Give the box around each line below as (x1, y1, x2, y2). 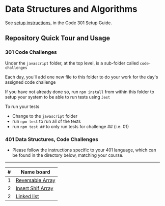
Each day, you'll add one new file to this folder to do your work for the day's (5, 74, 159, 80)
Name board (21, 169, 51, 175)
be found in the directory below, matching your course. (12, 152, 124, 158)
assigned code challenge (5, 79, 56, 85)
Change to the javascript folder (12, 113, 78, 119)
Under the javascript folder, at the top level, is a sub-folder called (5, 60, 139, 66)
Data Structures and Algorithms (5, 3, 137, 15)
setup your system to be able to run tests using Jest (5, 94, 110, 100)
